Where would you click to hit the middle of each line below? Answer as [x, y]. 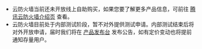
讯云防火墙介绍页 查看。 [42, 17]
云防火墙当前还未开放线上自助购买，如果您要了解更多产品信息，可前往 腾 [104, 9]
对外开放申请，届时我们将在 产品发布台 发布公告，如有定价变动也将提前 [102, 32]
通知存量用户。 [31, 40]
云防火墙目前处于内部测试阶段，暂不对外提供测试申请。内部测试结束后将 [103, 24]
